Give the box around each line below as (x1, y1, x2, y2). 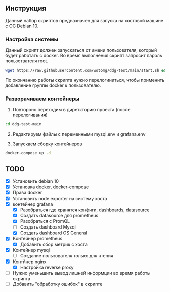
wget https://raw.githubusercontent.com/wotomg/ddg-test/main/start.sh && (5, 68, 166, 73)
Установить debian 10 (12, 178, 59, 184)
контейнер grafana (12, 201, 53, 207)
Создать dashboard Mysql (20, 224, 76, 230)
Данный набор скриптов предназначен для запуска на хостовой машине (5, 17, 163, 23)
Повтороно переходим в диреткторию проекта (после (12, 107, 131, 113)
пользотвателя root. (5, 58, 48, 64)
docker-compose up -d (5, 151, 51, 156)
